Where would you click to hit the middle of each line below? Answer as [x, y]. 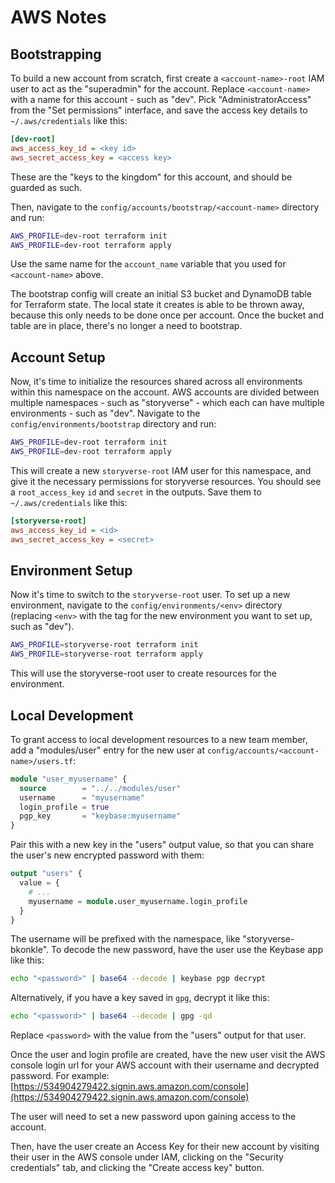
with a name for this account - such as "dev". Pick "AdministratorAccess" [161, 99]
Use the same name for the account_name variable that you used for [148, 264]
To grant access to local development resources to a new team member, [159, 739]
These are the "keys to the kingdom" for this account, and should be [151, 177]
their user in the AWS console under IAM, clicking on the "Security [147, 1157]
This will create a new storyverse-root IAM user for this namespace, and [161, 470]
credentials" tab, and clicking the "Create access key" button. [137, 1168]
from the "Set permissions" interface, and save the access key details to [159, 110]
